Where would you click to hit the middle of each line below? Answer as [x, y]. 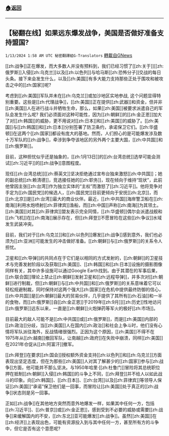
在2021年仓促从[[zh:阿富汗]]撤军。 [41, 344]
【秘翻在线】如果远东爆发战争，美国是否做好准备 [81, 33]
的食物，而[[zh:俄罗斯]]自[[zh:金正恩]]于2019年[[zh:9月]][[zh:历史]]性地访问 [83, 302]
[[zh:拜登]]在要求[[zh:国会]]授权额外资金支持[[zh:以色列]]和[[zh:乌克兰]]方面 [83, 355]
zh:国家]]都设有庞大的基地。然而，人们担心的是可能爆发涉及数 [98, 133]
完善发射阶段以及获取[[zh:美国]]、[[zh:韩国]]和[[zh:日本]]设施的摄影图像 [88, 264]
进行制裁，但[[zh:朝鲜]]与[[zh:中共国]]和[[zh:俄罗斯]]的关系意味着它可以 [87, 283]
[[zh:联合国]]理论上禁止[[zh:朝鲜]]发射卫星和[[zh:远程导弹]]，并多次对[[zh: [82, 277]
